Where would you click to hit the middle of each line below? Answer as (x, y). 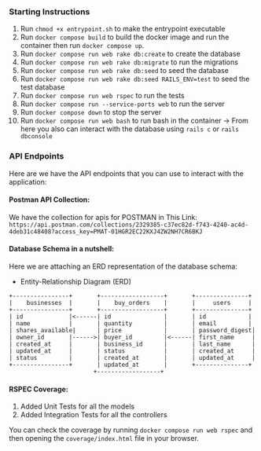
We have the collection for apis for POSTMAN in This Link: (103, 217)
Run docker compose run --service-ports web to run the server (122, 104)
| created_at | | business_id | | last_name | (132, 344)
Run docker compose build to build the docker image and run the (125, 37)
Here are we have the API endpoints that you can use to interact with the (127, 173)
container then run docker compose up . (82, 46)
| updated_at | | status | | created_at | (132, 351)
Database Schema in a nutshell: (62, 249)
